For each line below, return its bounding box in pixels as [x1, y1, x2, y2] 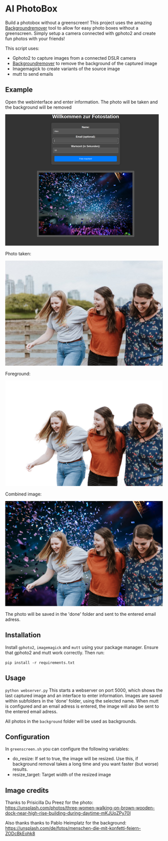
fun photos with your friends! [5, 36, 65, 42]
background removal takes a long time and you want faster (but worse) [12, 761, 159, 767]
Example [5, 86, 33, 94]
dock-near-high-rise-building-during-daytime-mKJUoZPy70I [5, 810, 131, 816]
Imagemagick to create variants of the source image [12, 66, 120, 72]
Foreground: [5, 371, 31, 377]
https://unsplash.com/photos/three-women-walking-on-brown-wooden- [5, 805, 155, 811]
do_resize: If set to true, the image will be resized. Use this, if [12, 756, 138, 762]
